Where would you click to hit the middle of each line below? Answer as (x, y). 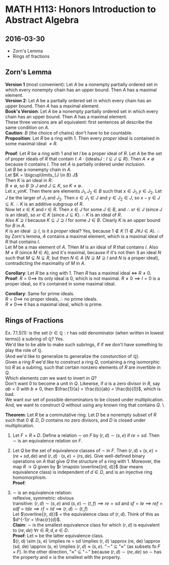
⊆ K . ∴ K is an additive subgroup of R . (45, 204)
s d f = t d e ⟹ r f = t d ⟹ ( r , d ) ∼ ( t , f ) (50, 509)
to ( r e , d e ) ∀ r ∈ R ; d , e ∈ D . (41, 531)
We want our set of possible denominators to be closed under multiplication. (84, 400)
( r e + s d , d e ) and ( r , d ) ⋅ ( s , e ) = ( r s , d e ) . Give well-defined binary (79, 456)
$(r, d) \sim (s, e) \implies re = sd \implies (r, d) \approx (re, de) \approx (86, 541)
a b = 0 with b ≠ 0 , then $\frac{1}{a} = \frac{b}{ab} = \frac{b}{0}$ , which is (83, 389)
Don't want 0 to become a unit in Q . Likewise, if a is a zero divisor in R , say (83, 384)
